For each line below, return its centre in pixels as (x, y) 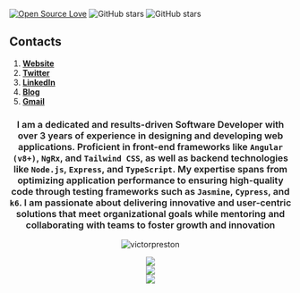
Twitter (36, 72)
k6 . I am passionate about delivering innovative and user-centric (150, 203)
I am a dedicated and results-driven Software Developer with (150, 124)
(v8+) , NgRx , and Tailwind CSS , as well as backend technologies (150, 158)
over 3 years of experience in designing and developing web (150, 136)
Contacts (36, 42)
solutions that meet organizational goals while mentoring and (150, 213)
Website (38, 63)
